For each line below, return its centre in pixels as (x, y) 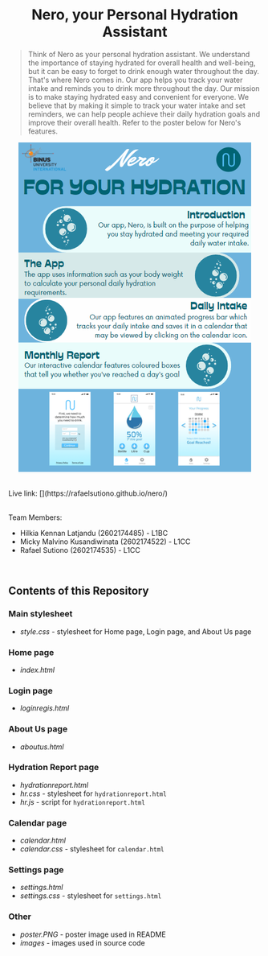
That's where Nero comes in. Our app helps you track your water (135, 80)
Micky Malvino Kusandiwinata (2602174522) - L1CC (105, 542)
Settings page (36, 870)
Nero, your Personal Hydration (135, 15)
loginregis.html (45, 708)
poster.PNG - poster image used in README (93, 934)
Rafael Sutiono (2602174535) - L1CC (80, 550)
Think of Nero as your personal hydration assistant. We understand (139, 54)
